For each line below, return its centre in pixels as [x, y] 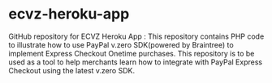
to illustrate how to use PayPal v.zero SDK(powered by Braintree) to [121, 44]
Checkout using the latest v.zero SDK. [72, 70]
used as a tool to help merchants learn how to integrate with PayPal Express [135, 62]
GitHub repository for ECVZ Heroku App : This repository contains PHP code [136, 36]
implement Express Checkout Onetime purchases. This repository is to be [132, 53]
